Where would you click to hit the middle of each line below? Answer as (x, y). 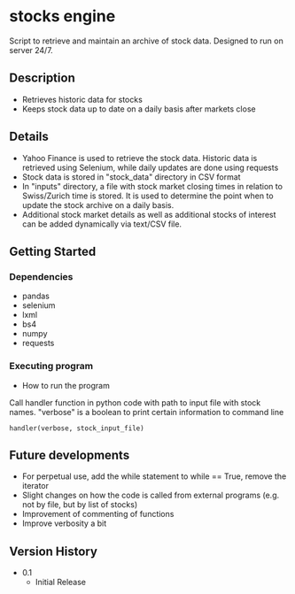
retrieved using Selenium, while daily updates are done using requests (150, 167)
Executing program (51, 366)
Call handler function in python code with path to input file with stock (135, 402)
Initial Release (61, 582)
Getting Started (53, 251)
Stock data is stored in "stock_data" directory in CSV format (131, 177)
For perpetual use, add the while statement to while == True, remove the (154, 476)
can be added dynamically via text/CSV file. (102, 224)
